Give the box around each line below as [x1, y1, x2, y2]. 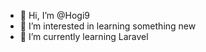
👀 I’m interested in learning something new [19, 20, 197, 32]
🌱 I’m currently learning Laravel [19, 31, 149, 42]
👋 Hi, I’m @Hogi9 [19, 10, 90, 21]
